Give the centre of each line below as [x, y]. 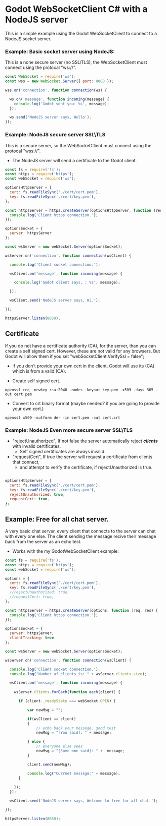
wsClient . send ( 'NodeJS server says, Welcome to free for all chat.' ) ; [84, 801]
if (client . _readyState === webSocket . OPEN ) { [67, 701]
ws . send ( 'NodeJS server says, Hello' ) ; [51, 118]
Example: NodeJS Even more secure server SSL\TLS [69, 430]
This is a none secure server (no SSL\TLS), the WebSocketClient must [76, 62]
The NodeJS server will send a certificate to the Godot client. [75, 160]
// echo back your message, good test [76, 728]
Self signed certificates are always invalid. [62, 451]
